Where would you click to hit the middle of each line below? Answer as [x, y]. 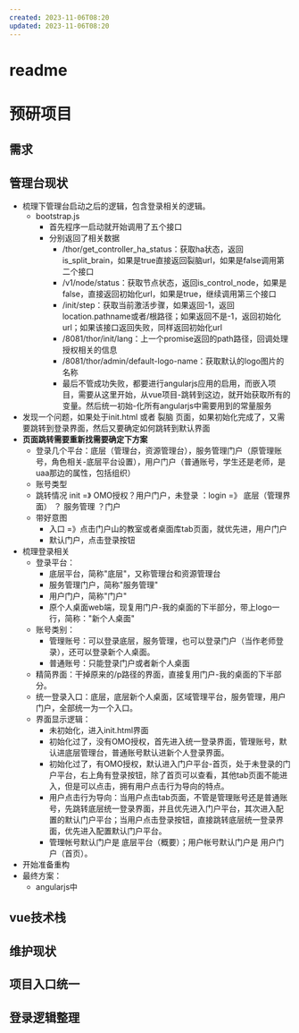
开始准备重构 [46, 865]
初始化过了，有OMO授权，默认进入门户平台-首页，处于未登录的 [166, 764]
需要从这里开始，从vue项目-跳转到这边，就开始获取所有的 [184, 395]
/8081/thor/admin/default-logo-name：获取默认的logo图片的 [173, 361]
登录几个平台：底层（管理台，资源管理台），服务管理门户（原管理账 [159, 451]
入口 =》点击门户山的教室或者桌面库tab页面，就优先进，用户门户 [168, 529]
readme [38, 70]
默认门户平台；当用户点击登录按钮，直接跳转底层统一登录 [170, 820]
